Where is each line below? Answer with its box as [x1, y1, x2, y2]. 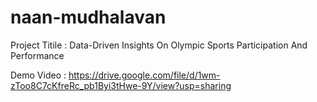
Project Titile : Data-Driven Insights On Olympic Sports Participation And [10, 39, 308, 51]
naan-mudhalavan [10, 6, 167, 29]
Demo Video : [10, 69, 67, 81]
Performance [10, 49, 65, 61]
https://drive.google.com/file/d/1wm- [68, 69, 221, 81]
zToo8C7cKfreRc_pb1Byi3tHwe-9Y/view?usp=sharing [10, 79, 232, 91]
